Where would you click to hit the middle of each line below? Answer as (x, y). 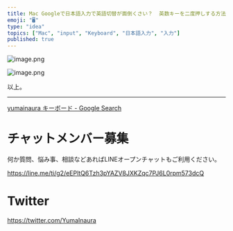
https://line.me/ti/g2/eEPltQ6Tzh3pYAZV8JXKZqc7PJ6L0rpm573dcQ (106, 173)
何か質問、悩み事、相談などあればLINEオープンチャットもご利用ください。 (114, 160)
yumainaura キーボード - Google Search (64, 108)
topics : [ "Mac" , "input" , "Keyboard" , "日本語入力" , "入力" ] (94, 33)
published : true (31, 40)
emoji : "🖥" (23, 20)
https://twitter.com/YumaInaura (52, 220)
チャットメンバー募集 (68, 139)
